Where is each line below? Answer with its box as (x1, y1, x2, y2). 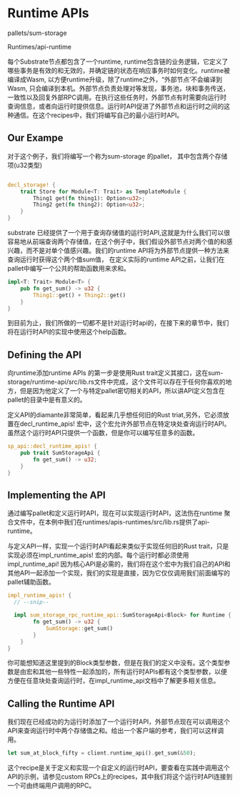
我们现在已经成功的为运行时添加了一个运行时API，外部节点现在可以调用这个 (7, 717, 231, 726)
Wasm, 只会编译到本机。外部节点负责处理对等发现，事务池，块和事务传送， (7, 84, 230, 92)
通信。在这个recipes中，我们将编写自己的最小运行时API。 (13, 111, 184, 119)
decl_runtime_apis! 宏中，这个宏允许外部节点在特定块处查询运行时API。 (19, 419, 231, 428)
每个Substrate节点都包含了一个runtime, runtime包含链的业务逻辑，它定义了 (7, 57, 229, 66)
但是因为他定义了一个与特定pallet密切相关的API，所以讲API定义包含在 (19, 387, 225, 395)
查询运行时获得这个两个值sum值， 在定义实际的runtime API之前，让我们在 (7, 255, 225, 264)
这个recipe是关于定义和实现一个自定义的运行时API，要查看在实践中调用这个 (7, 763, 230, 772)
